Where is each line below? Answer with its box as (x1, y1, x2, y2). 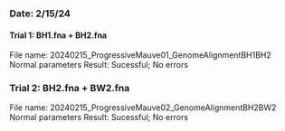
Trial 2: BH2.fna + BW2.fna (9, 82, 130, 95)
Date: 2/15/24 (9, 7, 71, 20)
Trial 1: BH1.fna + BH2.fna (9, 30, 107, 41)
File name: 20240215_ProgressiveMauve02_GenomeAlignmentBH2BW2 (9, 102, 277, 113)
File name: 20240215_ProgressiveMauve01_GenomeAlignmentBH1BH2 (9, 50, 271, 61)
